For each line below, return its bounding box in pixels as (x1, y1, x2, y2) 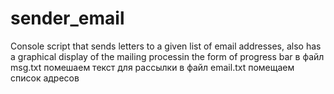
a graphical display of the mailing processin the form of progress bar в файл (10, 50, 325, 62)
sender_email (10, 7, 125, 30)
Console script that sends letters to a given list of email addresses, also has (10, 40, 322, 52)
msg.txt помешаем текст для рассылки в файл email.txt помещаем (10, 61, 295, 73)
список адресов (10, 72, 80, 84)
